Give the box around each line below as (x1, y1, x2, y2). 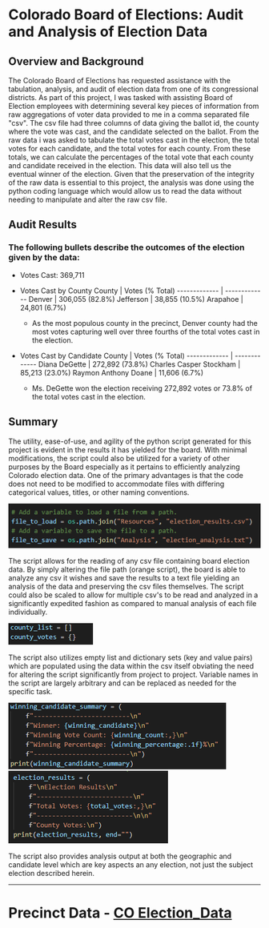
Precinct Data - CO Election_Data (8, 903, 232, 922)
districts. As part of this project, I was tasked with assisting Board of (8, 93, 234, 102)
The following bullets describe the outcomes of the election (8, 242, 245, 253)
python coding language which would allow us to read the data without (8, 187, 243, 195)
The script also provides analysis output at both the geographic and (8, 851, 232, 861)
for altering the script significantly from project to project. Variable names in (8, 669, 259, 679)
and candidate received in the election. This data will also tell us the (8, 161, 232, 170)
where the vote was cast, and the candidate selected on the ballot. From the (8, 127, 259, 136)
